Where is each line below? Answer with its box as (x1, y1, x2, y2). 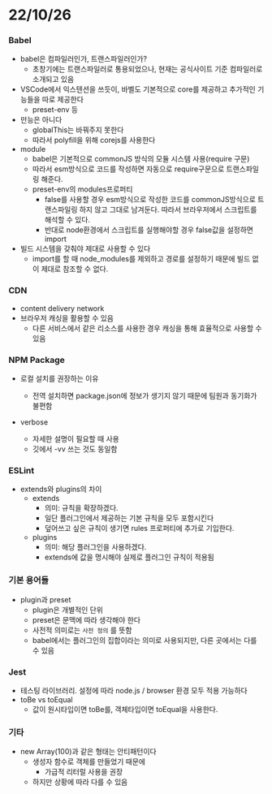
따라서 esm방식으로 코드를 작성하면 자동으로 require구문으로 (32, 164, 225, 174)
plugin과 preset (19, 594, 71, 604)
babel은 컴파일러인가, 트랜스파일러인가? (19, 54, 148, 64)
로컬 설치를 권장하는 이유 (19, 373, 99, 383)
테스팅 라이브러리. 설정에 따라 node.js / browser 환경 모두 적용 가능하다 (19, 685, 248, 695)
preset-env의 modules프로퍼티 (32, 184, 133, 194)
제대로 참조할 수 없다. (41, 264, 109, 274)
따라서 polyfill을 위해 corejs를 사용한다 (32, 136, 156, 145)
